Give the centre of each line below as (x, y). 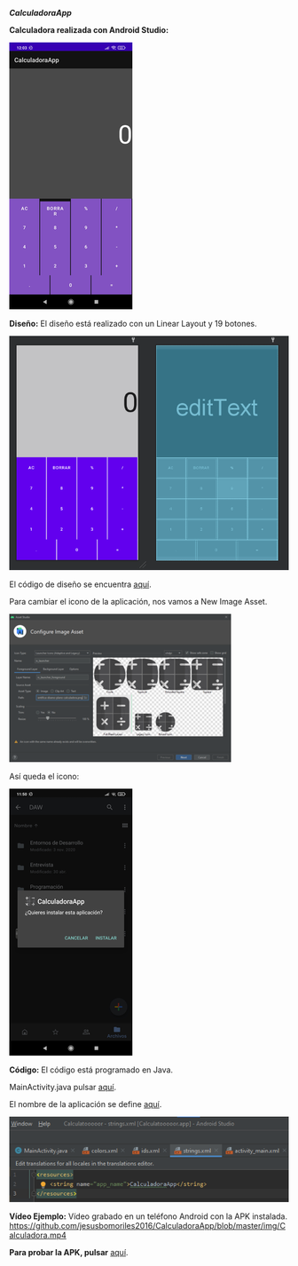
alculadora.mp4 (38, 1235)
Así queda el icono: (44, 776)
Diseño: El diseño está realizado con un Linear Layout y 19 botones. (133, 324)
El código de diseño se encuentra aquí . (81, 584)
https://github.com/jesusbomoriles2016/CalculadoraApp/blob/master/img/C (148, 1226)
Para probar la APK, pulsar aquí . (69, 1253)
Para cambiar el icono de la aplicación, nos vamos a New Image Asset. (138, 601)
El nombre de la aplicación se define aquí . (86, 1104)
